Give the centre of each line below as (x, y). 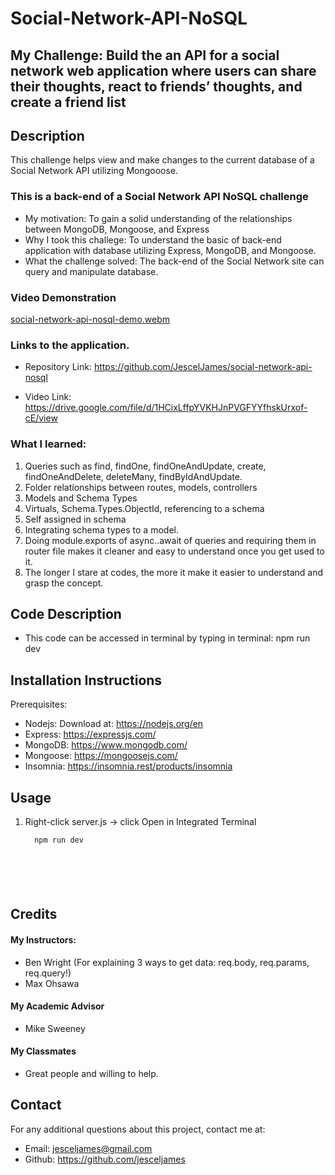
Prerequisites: (39, 704)
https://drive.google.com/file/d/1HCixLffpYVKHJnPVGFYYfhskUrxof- (166, 408)
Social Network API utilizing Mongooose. (94, 171)
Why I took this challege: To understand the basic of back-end (153, 239)
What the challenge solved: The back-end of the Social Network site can (174, 261)
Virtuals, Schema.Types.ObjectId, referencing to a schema (144, 508)
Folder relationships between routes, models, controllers (141, 487)
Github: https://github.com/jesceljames (105, 1159)
